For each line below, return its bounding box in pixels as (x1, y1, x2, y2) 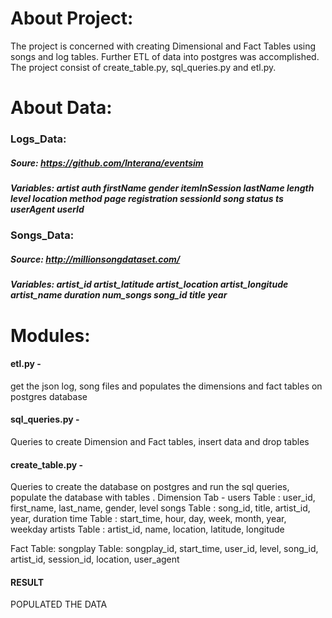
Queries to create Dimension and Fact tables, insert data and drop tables (10, 435, 310, 447)
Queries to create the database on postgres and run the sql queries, (10, 481, 290, 493)
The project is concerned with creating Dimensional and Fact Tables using (10, 40, 317, 52)
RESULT (10, 576, 45, 588)
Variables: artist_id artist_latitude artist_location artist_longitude (10, 278, 289, 291)
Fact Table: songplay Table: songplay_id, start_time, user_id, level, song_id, (10, 543, 319, 555)
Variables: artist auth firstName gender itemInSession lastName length (10, 182, 315, 194)
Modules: (10, 324, 91, 347)
